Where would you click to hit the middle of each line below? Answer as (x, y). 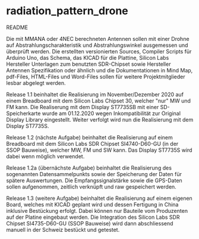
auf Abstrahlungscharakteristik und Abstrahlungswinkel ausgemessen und (97, 45)
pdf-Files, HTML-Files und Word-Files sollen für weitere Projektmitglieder (96, 77)
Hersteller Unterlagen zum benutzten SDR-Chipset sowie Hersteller (89, 64)
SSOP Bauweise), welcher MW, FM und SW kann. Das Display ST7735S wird (99, 150)
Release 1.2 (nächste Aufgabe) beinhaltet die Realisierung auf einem (90, 137)
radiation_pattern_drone (67, 11)
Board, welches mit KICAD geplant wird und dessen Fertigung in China (92, 204)
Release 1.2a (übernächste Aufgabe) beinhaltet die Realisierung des (89, 168)
